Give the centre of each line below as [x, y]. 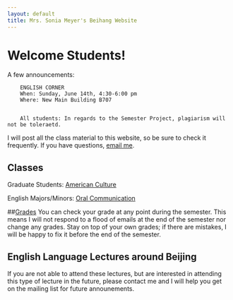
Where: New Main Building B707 [66, 100]
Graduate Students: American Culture [62, 185]
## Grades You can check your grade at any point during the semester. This [117, 212]
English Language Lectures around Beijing [102, 257]
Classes [25, 168]
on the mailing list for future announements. [71, 289]
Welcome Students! [66, 55]
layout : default [31, 14]
